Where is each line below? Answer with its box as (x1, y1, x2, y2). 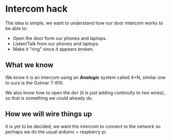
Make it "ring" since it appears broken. (12, 46, 94, 52)
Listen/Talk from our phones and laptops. (12, 40, 100, 46)
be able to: (5, 25, 28, 31)
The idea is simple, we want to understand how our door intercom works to (5, 20, 163, 26)
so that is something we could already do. (5, 95, 93, 101)
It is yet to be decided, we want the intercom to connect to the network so (5, 123, 161, 129)
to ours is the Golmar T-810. (5, 79, 64, 86)
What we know (5, 61, 54, 69)
